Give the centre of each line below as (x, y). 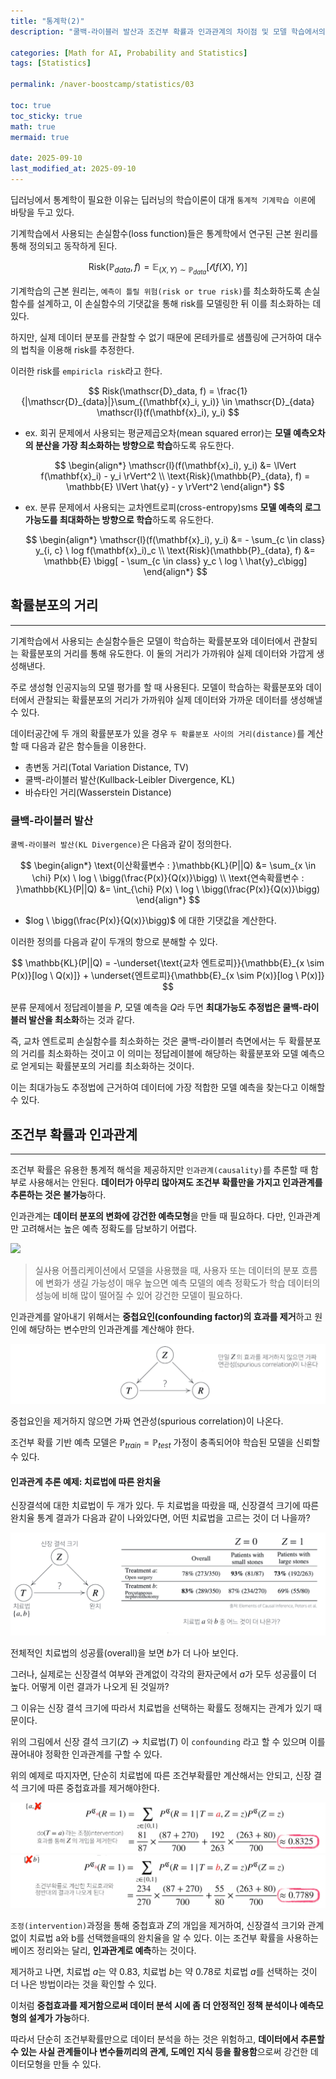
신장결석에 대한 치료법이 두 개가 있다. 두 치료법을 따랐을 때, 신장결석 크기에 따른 (165, 1506)
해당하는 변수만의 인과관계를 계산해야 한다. (111, 1329)
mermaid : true (40, 137)
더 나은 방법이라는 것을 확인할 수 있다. (83, 1984)
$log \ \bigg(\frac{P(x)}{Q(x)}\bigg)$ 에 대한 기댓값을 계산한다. (150, 921)
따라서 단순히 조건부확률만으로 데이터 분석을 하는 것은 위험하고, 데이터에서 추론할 (167, 2039)
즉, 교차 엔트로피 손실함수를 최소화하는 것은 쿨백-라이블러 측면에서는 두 (148, 1041)
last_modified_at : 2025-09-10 (73, 169)
